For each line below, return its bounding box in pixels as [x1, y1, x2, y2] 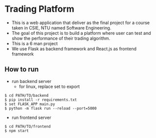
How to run [4, 65, 39, 74]
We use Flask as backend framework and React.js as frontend [11, 46, 136, 52]
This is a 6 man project [11, 40, 58, 46]
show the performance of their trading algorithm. [11, 35, 111, 41]
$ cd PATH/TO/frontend [4, 124, 51, 129]
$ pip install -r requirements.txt [4, 97, 77, 102]
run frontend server [11, 114, 51, 120]
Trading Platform [4, 3, 74, 15]
